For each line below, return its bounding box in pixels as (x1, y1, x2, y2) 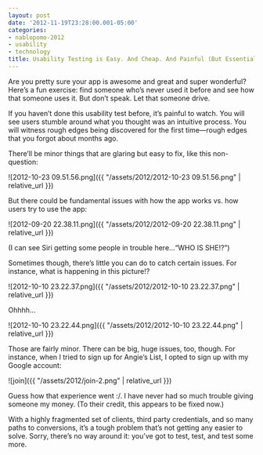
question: (8, 157, 39, 166)
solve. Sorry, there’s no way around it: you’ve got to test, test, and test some (8, 431, 254, 440)
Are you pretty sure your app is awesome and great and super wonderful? (8, 76, 247, 86)
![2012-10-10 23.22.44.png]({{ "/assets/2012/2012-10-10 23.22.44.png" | (8, 320, 243, 329)
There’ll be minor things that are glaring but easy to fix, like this (8, 148, 211, 158)
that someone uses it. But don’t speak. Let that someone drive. (8, 93, 211, 103)
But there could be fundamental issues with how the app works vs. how (8, 195, 239, 205)
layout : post (8, 11, 51, 20)
